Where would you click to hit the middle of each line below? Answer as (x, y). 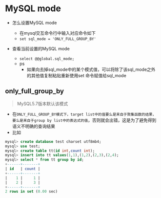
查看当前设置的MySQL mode (41, 48)
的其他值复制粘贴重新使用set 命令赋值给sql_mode (77, 75)
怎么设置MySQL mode (34, 22)
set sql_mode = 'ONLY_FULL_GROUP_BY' (58, 39)
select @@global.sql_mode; (47, 59)
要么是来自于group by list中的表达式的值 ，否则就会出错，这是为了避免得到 (84, 120)
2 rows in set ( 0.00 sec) (31, 192)
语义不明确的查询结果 (33, 126)
